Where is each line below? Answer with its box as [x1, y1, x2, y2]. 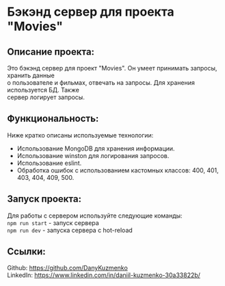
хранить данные [7, 71, 55, 79]
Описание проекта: [7, 46, 94, 57]
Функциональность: [7, 113, 99, 125]
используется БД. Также [7, 86, 80, 94]
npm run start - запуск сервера [7, 218, 99, 226]
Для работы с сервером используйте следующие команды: [7, 211, 183, 220]
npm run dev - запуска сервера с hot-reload [7, 226, 133, 234]
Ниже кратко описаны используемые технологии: [7, 131, 154, 139]
